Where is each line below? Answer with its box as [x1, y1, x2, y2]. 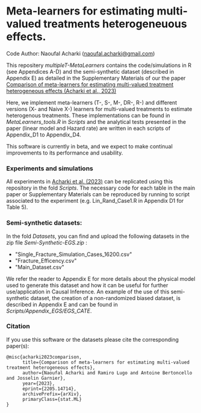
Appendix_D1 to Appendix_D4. [6, 131, 81, 138]
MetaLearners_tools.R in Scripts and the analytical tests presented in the [6, 118, 187, 125]
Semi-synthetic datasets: [6, 219, 82, 227]
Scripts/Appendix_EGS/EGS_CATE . [6, 307, 92, 315]
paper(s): [6, 342, 29, 350]
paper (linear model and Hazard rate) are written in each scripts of [6, 124, 171, 132]
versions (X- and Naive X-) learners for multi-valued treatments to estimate [6, 105, 193, 112]
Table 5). [6, 203, 28, 211]
